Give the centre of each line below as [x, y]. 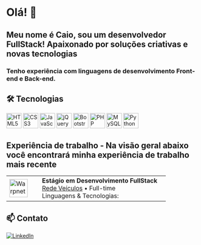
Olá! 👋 [22, 12]
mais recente [32, 164]
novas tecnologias [42, 54]
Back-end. [40, 78]
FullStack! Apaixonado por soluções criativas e [97, 44]
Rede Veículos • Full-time [79, 189]
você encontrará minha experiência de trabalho [98, 155]
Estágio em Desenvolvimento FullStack [100, 181]
